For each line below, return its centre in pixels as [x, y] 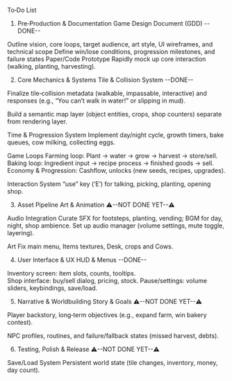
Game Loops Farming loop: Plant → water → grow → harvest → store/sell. [113, 156]
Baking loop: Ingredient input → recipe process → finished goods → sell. [110, 163]
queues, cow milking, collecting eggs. [61, 142]
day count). [24, 370]
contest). [20, 322]
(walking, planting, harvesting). [51, 66]
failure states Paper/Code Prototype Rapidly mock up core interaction [107, 59]
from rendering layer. [37, 121]
